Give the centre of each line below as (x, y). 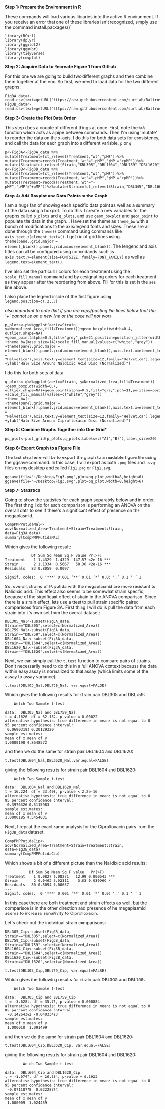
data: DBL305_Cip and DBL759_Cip (41, 997)
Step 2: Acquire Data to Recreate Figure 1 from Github (61, 67)
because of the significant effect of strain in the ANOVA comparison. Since (81, 597)
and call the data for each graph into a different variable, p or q (68, 143)
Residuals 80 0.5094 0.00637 (37, 885)
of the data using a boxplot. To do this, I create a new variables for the (76, 211)
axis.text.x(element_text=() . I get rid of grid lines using (63, 237)
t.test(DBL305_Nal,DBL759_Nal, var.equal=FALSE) (56, 685)
